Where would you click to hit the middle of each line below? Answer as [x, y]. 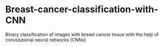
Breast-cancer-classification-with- [82, 9]
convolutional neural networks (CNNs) [46, 40]
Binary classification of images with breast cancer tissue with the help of [82, 34]
